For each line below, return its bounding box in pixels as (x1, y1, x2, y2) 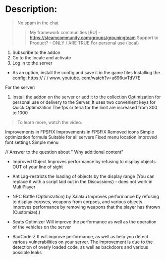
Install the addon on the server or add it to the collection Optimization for (12, 94, 161, 100)
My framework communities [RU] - (29, 29, 101, 35)
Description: (5, 3, 57, 15)
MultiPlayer (12, 184, 36, 190)
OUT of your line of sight (12, 164, 63, 170)
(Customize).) (12, 209, 41, 215)
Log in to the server (12, 60, 53, 66)
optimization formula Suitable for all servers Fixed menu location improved (5, 134, 157, 140)
